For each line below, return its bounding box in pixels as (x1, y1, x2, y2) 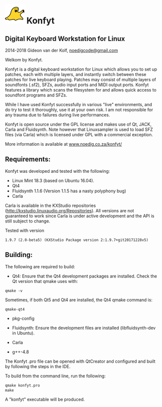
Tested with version (5, 227, 45, 233)
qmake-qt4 (5, 307, 25, 312)
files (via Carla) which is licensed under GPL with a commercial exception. (5, 132, 153, 137)
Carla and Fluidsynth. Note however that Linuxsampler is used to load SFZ (5, 127, 153, 132)
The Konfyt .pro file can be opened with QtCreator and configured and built (5, 358, 156, 364)
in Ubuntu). (12, 330, 35, 336)
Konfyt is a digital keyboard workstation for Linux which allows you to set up (5, 66, 158, 72)
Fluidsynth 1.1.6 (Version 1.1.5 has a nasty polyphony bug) (12, 188, 127, 194)
